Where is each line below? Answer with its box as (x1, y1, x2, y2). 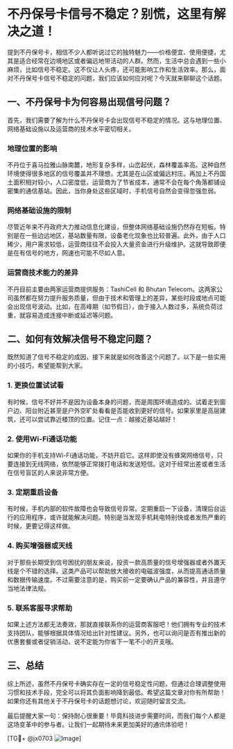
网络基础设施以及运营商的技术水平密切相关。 (7, 124, 135, 132)
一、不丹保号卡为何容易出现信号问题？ (7, 96, 171, 108)
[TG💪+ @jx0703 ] (7, 734, 82, 742)
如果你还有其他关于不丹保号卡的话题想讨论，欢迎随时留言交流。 (7, 696, 189, 705)
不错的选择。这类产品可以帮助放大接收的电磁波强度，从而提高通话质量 (25, 567, 226, 575)
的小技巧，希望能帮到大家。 (7, 361, 87, 370)
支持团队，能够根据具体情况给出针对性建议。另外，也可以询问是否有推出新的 (7, 628, 226, 637)
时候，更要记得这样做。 (7, 522, 74, 531)
